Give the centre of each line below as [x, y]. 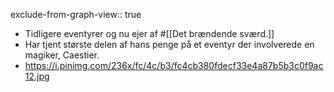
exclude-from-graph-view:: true [76, 14]
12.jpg [37, 76]
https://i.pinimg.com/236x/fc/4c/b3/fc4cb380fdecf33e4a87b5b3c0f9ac [174, 65]
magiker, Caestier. [62, 55]
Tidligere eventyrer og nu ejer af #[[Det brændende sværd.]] [149, 33]
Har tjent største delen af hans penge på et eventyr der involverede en [169, 44]
